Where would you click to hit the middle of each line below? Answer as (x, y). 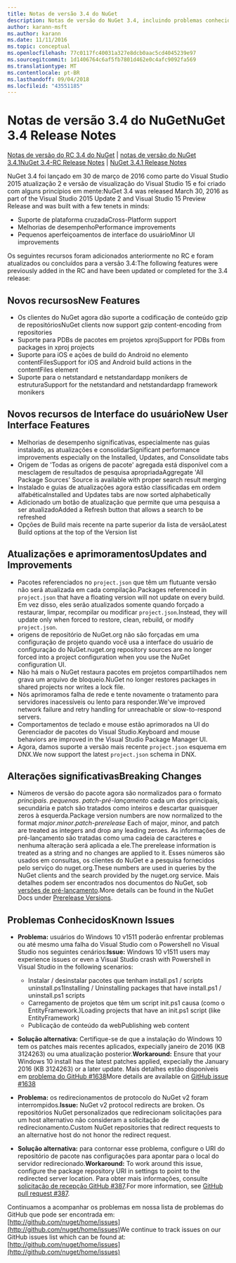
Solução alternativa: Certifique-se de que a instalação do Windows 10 (120, 1039)
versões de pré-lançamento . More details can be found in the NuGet (116, 891)
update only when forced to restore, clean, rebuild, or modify (106, 620)
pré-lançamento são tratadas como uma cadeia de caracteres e (110, 838)
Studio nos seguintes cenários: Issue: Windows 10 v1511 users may (113, 952)
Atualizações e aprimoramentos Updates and (107, 554)
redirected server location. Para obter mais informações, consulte (113, 1179)
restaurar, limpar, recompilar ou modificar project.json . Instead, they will (122, 612)
